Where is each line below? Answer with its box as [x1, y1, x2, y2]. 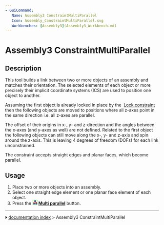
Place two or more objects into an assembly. [12, 184, 102, 190]
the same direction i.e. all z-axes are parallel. [5, 112, 95, 118]
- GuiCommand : [5, 8, 34, 13]
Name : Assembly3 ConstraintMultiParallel [11, 13, 97, 18]
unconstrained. [5, 143, 36, 149]
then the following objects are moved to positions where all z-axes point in [5, 107, 155, 113]
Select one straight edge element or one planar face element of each [12, 189, 151, 195]
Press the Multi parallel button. [12, 200, 81, 206]
